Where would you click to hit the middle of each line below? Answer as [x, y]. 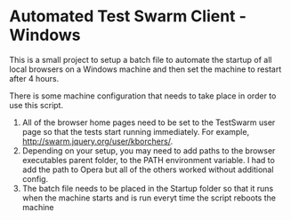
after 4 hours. [34, 78]
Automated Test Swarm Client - [128, 16]
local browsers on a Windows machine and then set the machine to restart [145, 69]
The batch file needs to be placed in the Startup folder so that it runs [148, 188]
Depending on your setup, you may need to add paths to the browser [149, 150]
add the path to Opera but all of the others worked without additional [148, 169]
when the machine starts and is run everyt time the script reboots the [149, 198]
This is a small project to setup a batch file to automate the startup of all [141, 59]
